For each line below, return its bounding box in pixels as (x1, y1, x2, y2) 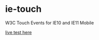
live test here (5, 29, 32, 35)
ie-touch (5, 3, 41, 15)
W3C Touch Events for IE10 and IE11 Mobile (5, 20, 94, 26)
